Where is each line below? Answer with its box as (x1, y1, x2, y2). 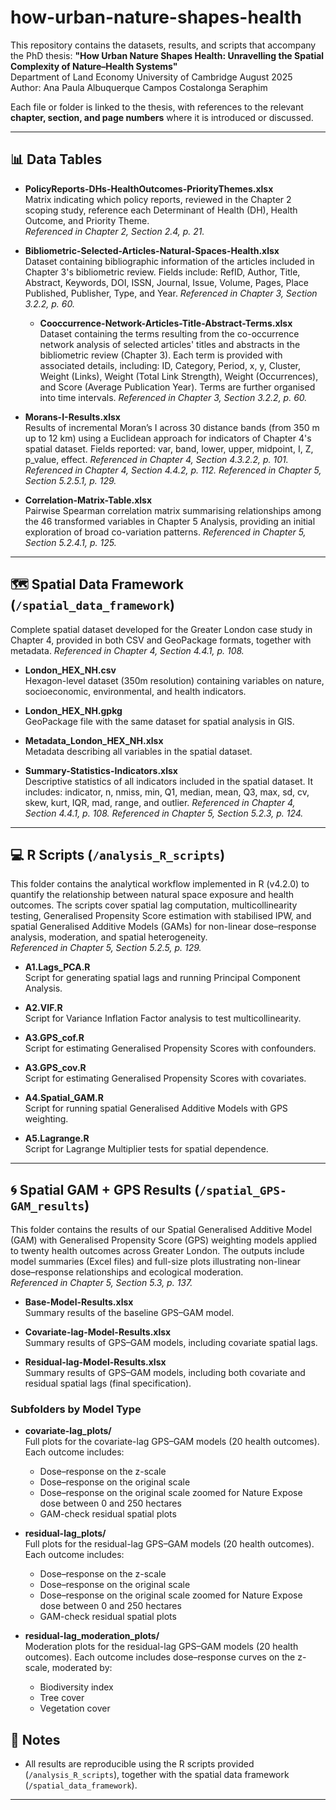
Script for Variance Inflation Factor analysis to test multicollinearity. (24, 1012, 302, 1025)
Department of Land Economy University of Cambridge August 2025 (10, 71, 293, 83)
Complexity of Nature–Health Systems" (10, 60, 178, 72)
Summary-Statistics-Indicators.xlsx (24, 764, 178, 776)
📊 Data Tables (10, 151, 103, 168)
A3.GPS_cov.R (24, 1062, 87, 1074)
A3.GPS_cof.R (24, 1032, 85, 1044)
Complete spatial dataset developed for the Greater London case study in (10, 623, 313, 635)
